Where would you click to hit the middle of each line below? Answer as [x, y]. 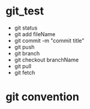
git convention [42, 97]
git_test [25, 11]
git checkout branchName [46, 60]
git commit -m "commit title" [49, 40]
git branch [27, 53]
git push [24, 47]
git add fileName [35, 34]
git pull [22, 66]
